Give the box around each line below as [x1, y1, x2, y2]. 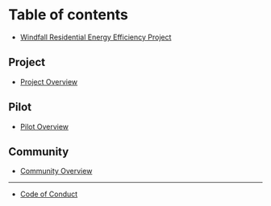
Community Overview [19, 167, 93, 176]
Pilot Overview [19, 122, 69, 131]
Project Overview [19, 76, 78, 86]
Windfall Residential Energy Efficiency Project [19, 32, 172, 42]
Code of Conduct [19, 189, 78, 199]
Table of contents [8, 6, 129, 24]
